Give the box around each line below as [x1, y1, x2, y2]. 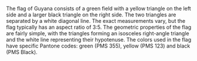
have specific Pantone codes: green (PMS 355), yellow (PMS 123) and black [6, 42, 191, 49]
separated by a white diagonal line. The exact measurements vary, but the [6, 18, 186, 24]
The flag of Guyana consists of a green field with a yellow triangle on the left [6, 5, 191, 12]
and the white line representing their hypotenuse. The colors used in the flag [6, 36, 192, 43]
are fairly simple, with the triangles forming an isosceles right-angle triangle [6, 30, 189, 37]
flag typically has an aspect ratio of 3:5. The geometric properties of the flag [6, 23, 192, 30]
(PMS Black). [6, 49, 38, 55]
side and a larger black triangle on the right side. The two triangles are [6, 11, 176, 18]
